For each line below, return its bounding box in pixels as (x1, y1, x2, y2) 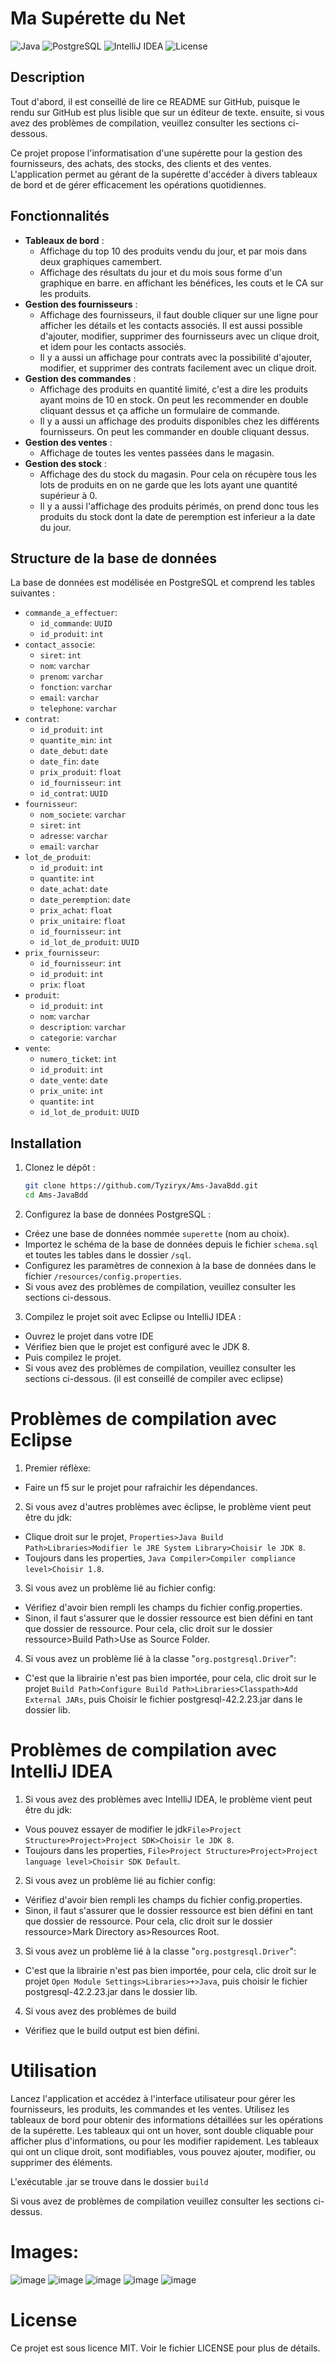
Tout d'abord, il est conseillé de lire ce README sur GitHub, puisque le (10, 95, 301, 107)
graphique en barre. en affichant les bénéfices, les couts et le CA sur (39, 277, 324, 289)
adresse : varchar (39, 830, 108, 842)
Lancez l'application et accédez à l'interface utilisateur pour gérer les (10, 2092, 296, 2104)
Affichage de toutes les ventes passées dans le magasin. (39, 447, 275, 459)
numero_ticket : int (39, 1053, 118, 1065)
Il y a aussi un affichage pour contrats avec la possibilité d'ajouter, (39, 351, 313, 363)
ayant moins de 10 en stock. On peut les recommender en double (39, 393, 309, 406)
